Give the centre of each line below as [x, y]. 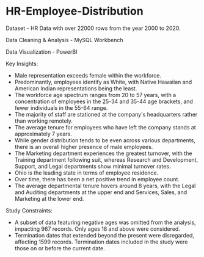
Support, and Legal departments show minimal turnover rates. [93, 166]
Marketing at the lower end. [49, 198]
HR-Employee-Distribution [75, 11]
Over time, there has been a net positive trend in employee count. [97, 179]
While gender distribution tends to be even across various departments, [105, 140]
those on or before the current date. [60, 248]
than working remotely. [43, 121]
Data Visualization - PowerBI [42, 52]
